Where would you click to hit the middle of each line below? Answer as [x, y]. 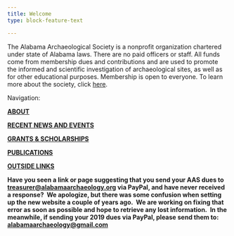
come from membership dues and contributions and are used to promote [113, 61]
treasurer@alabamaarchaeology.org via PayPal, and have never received [116, 187]
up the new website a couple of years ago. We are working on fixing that [116, 202]
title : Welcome [30, 14]
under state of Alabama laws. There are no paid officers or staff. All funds [113, 54]
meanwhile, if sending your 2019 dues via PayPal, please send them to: [113, 217]
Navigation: [24, 98]
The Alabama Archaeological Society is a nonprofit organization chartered [115, 46]
